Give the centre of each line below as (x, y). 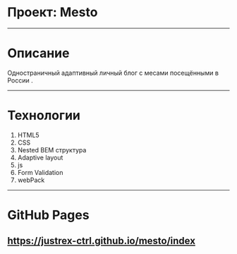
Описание (38, 53)
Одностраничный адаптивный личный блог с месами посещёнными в (113, 73)
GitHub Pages (48, 215)
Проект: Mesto (53, 12)
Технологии (44, 115)
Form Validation (40, 172)
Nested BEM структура (52, 150)
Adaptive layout (40, 157)
